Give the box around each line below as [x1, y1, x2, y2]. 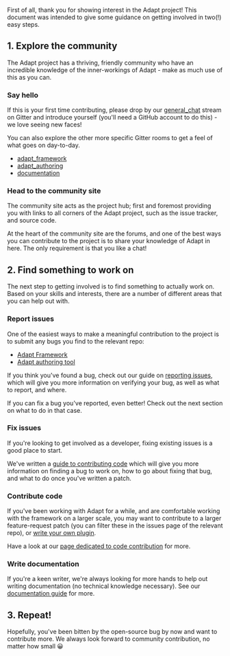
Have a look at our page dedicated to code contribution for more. [7, 542, 191, 550]
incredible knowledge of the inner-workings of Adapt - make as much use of [7, 65, 223, 74]
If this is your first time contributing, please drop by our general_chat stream [7, 106, 222, 114]
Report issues [7, 314, 55, 324]
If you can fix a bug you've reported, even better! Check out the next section [7, 398, 223, 407]
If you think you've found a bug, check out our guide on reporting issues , [7, 371, 213, 379]
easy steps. [7, 21, 40, 28]
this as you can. [7, 73, 52, 81]
